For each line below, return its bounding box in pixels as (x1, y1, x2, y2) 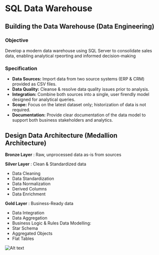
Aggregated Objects (12, 230, 53, 236)
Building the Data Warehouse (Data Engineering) (5, 22, 155, 31)
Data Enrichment (12, 191, 46, 197)
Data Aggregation (12, 215, 48, 221)
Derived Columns (12, 186, 47, 191)
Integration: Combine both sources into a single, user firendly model (12, 92, 149, 97)
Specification (5, 65, 37, 72)
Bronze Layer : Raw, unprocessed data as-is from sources (5, 151, 122, 158)
